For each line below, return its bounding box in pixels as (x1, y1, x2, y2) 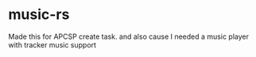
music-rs (8, 6, 70, 24)
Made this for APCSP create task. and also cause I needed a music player (8, 32, 249, 41)
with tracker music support (8, 40, 97, 49)
